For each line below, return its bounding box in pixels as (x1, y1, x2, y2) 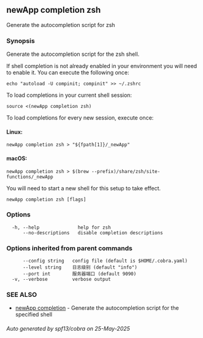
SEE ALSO (6, 291, 37, 299)
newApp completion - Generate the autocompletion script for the (15, 304, 179, 312)
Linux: (6, 128, 23, 136)
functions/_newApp (6, 174, 53, 180)
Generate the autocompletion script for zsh (6, 21, 115, 28)
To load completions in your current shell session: (6, 91, 132, 99)
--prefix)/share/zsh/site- (91, 168, 161, 174)
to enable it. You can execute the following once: (6, 69, 130, 76)
